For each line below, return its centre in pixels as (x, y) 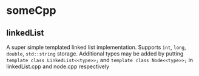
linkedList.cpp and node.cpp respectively (58, 66)
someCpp (31, 11)
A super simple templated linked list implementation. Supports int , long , (96, 47)
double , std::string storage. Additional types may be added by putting (95, 54)
